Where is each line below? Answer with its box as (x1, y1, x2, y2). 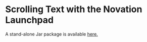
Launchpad (5, 14, 54, 26)
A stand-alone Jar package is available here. (5, 31, 99, 37)
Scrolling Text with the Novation (5, 4, 142, 15)
